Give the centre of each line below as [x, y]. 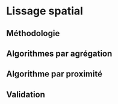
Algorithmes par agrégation [59, 53]
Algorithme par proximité [54, 74]
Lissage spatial [45, 11]
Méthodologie [33, 33]
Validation [26, 94]
